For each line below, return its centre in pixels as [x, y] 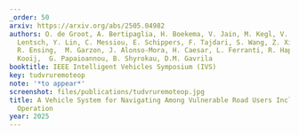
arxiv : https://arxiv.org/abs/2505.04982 [87, 26]
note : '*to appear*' [48, 83]
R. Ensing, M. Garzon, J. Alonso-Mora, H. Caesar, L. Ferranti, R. [147, 51]
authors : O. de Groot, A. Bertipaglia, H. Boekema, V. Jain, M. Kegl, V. [149, 34]
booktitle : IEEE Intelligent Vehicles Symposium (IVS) [113, 67]
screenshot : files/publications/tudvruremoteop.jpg [107, 91]
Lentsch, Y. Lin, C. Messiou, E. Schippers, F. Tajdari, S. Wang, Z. [149, 42]
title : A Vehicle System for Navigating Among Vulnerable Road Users [141, 100]
